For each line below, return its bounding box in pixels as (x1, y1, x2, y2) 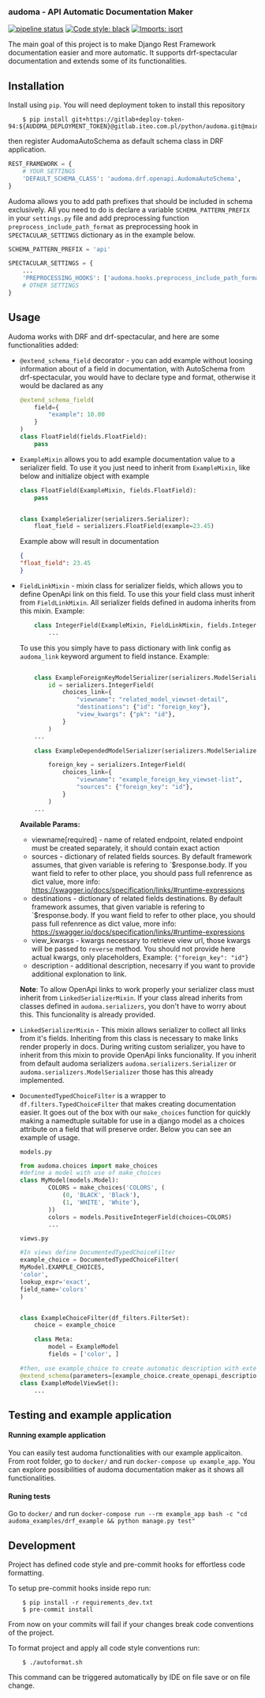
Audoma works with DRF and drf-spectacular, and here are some (8, 331, 219, 341)
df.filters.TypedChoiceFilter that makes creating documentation (19, 1099, 237, 1108)
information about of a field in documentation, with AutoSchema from (19, 364, 245, 373)
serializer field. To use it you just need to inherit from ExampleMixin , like (19, 462, 251, 472)
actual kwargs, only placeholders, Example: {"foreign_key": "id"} (31, 952, 249, 962)
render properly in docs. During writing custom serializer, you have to (19, 1042, 246, 1051)
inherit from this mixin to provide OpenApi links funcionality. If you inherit (19, 1050, 257, 1059)
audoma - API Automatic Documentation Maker (8, 6, 193, 17)
